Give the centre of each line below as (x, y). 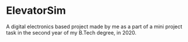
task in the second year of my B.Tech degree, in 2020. (71, 32)
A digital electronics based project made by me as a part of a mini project (94, 26)
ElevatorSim (36, 11)
